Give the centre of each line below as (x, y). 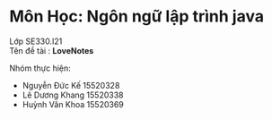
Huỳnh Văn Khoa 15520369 (73, 104)
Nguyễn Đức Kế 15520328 (71, 85)
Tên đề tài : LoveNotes (52, 50)
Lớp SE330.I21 (36, 41)
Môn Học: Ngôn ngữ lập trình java (137, 17)
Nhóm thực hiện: (40, 68)
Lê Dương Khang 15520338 (73, 95)
